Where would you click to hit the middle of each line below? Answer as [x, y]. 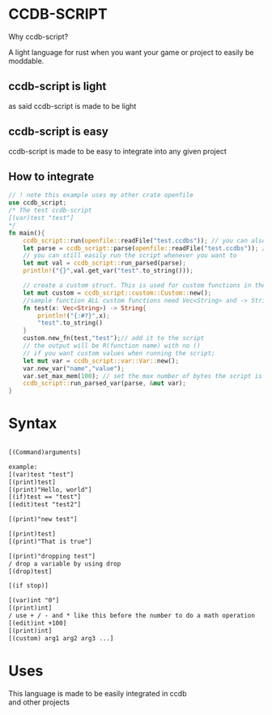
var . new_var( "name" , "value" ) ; [74, 368]
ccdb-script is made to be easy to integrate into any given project [117, 151]
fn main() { [27, 233]
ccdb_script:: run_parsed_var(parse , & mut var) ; [104, 383]
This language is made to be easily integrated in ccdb [98, 693]
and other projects [39, 702]
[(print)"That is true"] [50, 541]
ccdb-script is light [57, 86]
